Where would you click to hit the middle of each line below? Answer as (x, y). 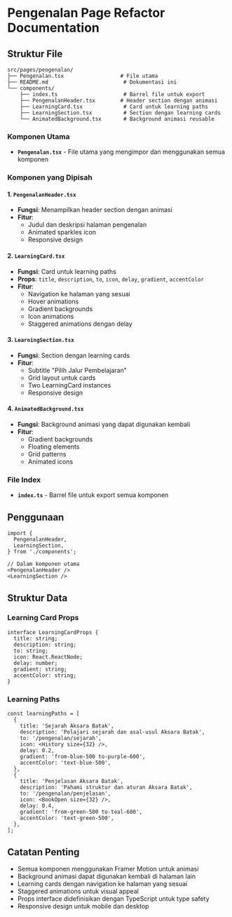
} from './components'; (42, 552)
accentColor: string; (45, 675)
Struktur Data (37, 598)
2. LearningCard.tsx (36, 256)
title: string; (36, 638)
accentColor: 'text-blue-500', (66, 763)
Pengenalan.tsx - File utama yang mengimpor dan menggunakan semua (121, 152)
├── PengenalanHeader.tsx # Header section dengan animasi (119, 100)
